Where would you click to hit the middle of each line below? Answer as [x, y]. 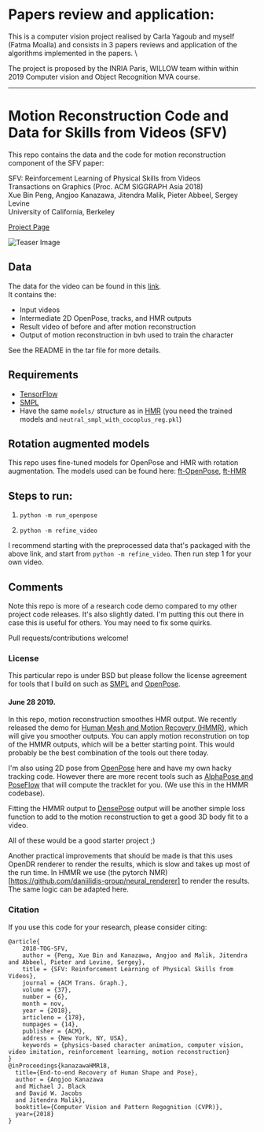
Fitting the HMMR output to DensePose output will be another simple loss [127, 809]
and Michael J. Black [51, 1086]
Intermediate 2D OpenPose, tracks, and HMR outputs [106, 318]
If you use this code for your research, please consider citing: [108, 927]
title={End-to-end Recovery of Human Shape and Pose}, [107, 1072]
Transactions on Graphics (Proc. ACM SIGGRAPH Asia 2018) [106, 186]
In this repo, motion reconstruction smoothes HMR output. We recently [123, 720]
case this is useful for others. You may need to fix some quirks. [110, 622]
